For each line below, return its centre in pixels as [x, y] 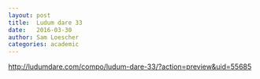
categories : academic [44, 45]
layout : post [30, 15]
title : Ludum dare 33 [45, 23]
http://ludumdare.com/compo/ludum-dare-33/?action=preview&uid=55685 [130, 66]
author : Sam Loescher [44, 37]
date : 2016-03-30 [40, 30]
